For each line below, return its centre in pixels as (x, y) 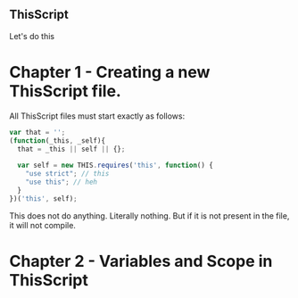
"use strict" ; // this (67, 174)
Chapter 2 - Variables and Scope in (141, 261)
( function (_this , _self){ (57, 141)
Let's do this (32, 36)
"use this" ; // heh (62, 182)
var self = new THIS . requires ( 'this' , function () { (116, 166)
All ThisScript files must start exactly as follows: (97, 116)
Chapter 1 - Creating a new (110, 72)
